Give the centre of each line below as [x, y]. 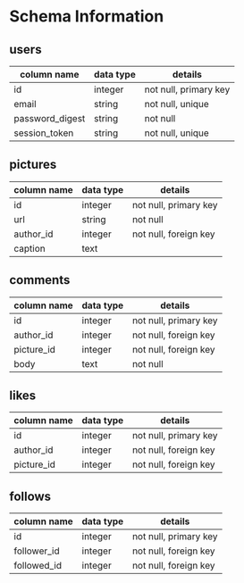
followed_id [38, 566]
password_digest [50, 118]
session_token [44, 133]
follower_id [37, 551]
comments [40, 280]
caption [30, 248]
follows [30, 496]
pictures [33, 165]
